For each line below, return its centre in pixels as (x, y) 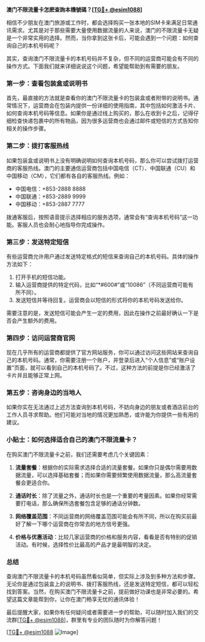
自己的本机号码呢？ (35, 46)
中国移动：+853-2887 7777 (50, 204)
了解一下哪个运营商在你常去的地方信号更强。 (77, 524)
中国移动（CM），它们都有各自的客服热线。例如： (68, 175)
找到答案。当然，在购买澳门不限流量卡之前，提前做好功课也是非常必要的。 (100, 592)
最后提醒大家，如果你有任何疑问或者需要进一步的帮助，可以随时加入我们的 (100, 612)
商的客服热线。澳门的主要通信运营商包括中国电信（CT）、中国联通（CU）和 (101, 168)
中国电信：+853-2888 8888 (50, 188)
